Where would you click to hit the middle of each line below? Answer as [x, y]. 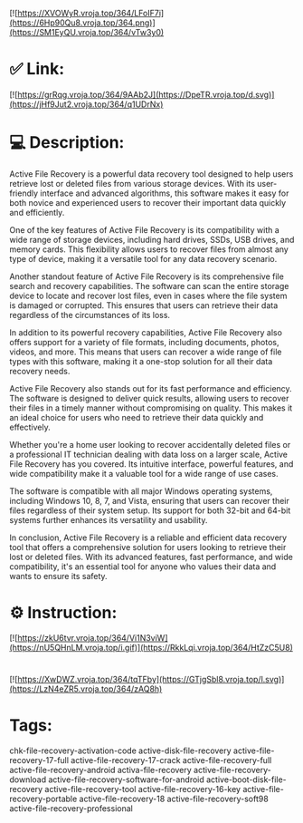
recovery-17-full [39, 760]
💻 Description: [67, 143]
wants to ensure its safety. [58, 576]
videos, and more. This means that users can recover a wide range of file [146, 352]
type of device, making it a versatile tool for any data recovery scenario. [143, 258]
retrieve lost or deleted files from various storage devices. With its [133, 183]
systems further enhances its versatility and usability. [109, 519]
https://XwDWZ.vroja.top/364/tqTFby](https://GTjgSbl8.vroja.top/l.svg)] [151, 679]
